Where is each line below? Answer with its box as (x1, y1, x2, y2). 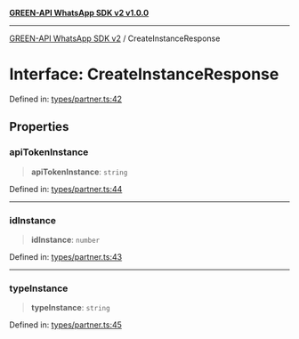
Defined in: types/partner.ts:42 (9, 93, 123, 104)
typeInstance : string (30, 303, 110, 313)
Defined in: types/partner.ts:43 (9, 251, 123, 262)
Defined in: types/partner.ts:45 (9, 319, 123, 330)
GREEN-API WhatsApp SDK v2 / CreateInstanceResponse (9, 33, 221, 44)
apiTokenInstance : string (30, 166, 128, 177)
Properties (9, 119, 69, 134)
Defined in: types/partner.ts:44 (9, 183, 123, 194)
